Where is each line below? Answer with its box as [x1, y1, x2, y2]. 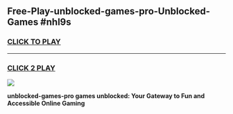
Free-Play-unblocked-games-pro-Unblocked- [7, 6, 210, 17]
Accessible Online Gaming [7, 99, 85, 107]
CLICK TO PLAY [7, 37, 61, 47]
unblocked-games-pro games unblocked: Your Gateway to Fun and [7, 91, 205, 99]
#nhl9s [40, 17, 71, 28]
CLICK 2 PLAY [7, 63, 55, 73]
